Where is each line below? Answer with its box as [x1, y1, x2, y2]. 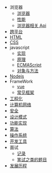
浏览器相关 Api [17, 22, 47, 28]
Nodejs [9, 73, 24, 79]
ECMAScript [17, 62, 42, 67]
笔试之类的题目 [17, 157, 47, 162]
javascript [9, 44, 30, 50]
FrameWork [9, 79, 33, 84]
